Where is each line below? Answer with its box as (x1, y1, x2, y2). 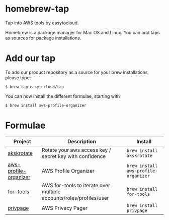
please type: (5, 74, 31, 81)
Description (67, 138, 97, 145)
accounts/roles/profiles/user (42, 194, 109, 201)
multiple (42, 188, 61, 195)
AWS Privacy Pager (42, 204, 88, 211)
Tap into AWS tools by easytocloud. (5, 20, 79, 26)
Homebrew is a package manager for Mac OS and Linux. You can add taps (5, 29, 160, 35)
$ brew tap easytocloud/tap (5, 84, 64, 89)
